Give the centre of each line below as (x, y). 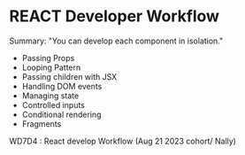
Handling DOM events (62, 86)
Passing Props (48, 58)
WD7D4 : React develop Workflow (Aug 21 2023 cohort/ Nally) (123, 141)
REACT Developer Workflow (114, 16)
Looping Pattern (51, 67)
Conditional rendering (61, 114)
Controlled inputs (54, 105)
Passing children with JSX (69, 76)
